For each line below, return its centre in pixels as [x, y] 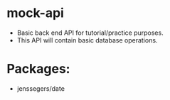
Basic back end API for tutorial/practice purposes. [90, 33]
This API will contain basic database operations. [87, 40]
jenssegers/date [41, 88]
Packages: [38, 69]
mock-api [36, 13]
